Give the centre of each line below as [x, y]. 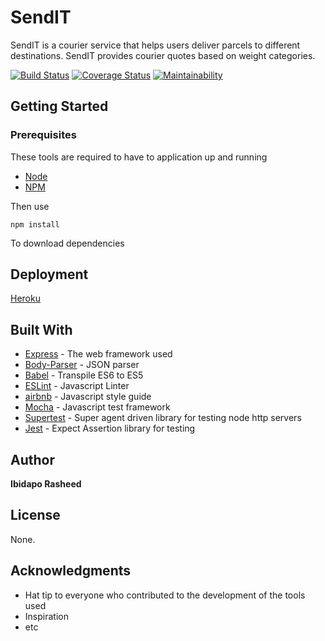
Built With [41, 329]
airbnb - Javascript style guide [88, 397]
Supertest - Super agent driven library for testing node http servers [163, 418]
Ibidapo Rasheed [46, 484]
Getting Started [59, 106]
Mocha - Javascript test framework [97, 407]
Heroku [25, 298]
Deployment [49, 274]
